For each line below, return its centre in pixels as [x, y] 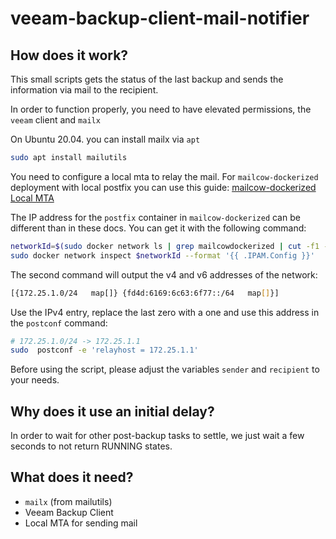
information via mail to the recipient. [84, 90]
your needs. [35, 380]
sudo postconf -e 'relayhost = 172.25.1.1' [104, 350]
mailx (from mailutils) [68, 501]
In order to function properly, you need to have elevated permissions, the [161, 109]
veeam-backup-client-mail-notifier [160, 18]
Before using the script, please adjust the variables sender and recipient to [165, 369]
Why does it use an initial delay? [112, 411]
